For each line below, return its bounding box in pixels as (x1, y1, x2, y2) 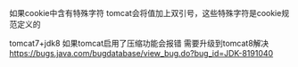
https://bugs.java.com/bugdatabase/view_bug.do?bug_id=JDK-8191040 (9, 48, 274, 58)
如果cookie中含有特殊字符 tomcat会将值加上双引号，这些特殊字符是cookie (9, 8, 282, 18)
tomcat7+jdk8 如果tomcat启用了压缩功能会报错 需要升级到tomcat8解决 (9, 38, 269, 48)
